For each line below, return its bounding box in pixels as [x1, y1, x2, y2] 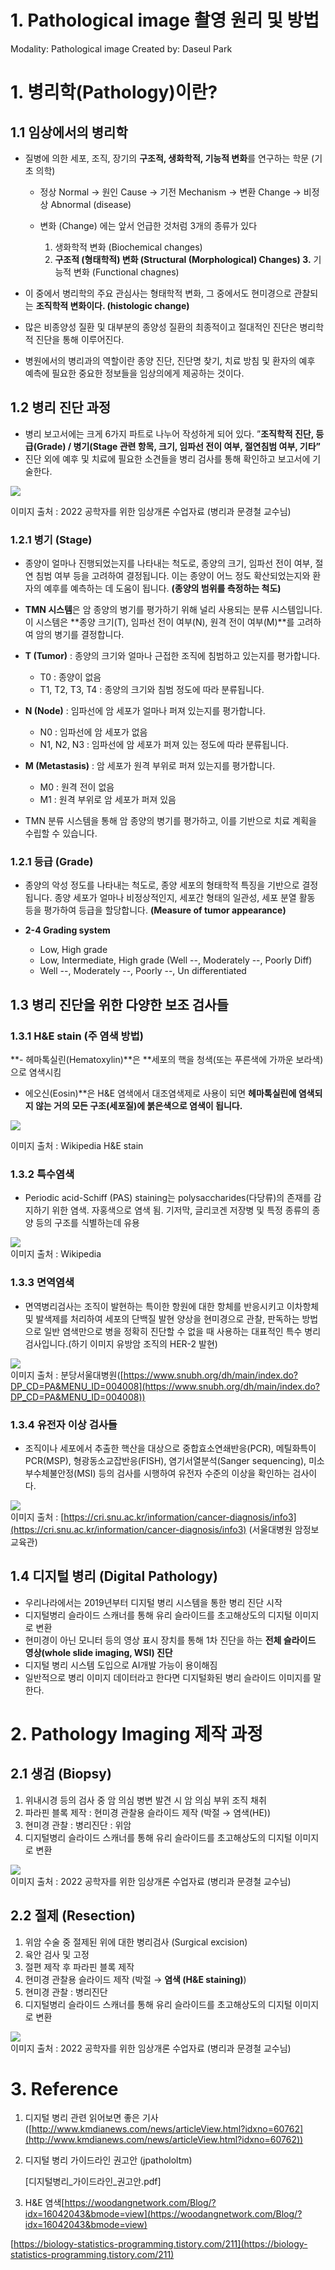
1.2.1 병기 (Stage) [10, 532, 93, 546]
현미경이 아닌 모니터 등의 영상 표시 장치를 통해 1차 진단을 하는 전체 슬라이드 [24, 1634, 317, 1646]
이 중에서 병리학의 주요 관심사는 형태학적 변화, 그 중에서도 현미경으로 [24, 287, 292, 299]
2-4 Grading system [24, 924, 111, 936]
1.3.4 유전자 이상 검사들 [10, 1417, 118, 1431]
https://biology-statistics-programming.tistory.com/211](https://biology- [13, 2238, 308, 2250]
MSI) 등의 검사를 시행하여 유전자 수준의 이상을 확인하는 [76, 1467, 291, 1479]
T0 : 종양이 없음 [39, 671, 102, 683]
